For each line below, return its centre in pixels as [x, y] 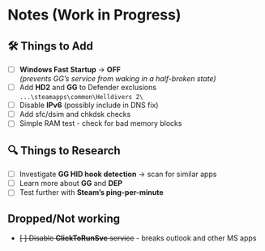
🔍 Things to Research [64, 151]
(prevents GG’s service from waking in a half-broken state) [118, 79]
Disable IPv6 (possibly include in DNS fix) [89, 105]
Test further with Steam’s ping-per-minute [91, 193]
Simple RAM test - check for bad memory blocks [100, 123]
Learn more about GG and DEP [71, 184]
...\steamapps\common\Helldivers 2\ [81, 97]
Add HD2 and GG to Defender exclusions [88, 88]
